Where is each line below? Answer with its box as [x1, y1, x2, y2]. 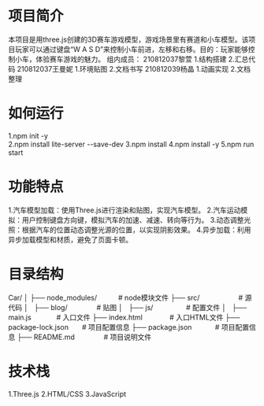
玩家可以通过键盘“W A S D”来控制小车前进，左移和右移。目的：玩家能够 [14, 44, 248, 54]
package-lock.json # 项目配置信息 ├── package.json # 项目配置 [8, 322, 250, 331]
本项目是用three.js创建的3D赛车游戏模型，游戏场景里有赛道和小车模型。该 [8, 35, 249, 44]
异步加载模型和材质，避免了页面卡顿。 [8, 234, 132, 244]
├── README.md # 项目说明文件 [17, 332, 152, 341]
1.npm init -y [8, 131, 49, 140]
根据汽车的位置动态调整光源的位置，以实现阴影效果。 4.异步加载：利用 [21, 225, 251, 234]
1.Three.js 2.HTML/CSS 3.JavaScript [8, 389, 127, 398]
